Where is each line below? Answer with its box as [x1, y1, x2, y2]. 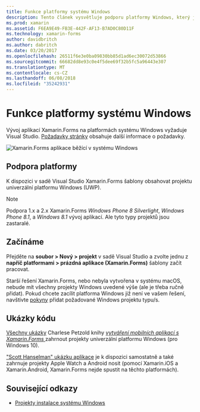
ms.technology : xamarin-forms [6, 31, 82, 37]
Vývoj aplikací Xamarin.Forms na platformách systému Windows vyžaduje [6, 126, 187, 133]
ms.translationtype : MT [6, 64, 65, 70]
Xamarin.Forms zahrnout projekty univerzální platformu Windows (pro [6, 336, 178, 343]
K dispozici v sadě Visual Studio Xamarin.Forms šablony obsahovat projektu [6, 177, 192, 185]
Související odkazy [6, 383, 78, 393]
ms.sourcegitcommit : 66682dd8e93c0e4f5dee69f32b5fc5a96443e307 [6, 59, 167, 64]
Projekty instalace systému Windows [14, 399, 105, 407]
